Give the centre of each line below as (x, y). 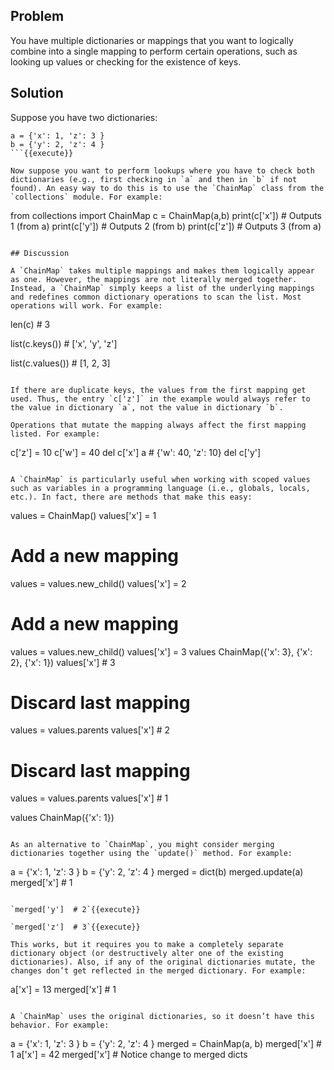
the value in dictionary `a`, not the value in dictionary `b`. (147, 407)
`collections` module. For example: (86, 197)
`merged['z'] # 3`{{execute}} (75, 927)
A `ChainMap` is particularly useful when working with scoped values (160, 479)
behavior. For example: (60, 1025)
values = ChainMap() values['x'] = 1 (83, 515)
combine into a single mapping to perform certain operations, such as (154, 51)
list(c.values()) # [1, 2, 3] (60, 363)
